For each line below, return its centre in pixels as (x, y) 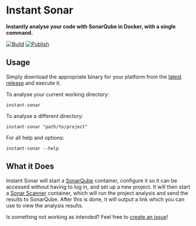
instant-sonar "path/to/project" (47, 127)
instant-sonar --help (33, 148)
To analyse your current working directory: (58, 94)
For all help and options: (35, 137)
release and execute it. (34, 83)
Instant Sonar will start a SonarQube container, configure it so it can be (92, 180)
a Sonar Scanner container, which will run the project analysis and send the (97, 193)
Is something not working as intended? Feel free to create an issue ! (87, 217)
